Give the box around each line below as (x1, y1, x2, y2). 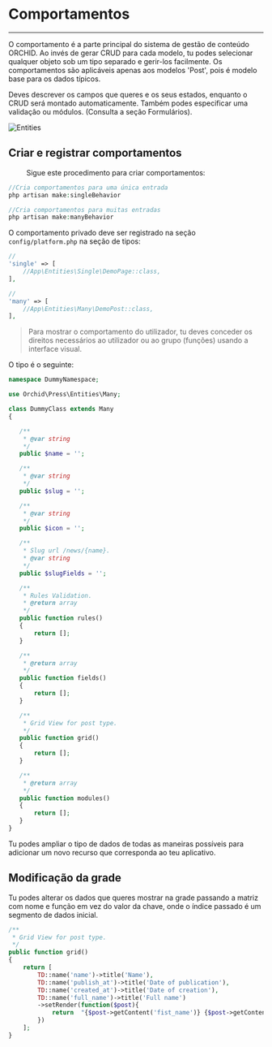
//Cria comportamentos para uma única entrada (8, 184, 168, 192)
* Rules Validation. (23, 591, 92, 599)
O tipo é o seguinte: (8, 360, 74, 370)
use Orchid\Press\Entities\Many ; (8, 391, 121, 399)
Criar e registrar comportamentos (8, 146, 182, 160)
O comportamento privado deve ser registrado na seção (8, 228, 196, 238)
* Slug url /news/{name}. (23, 547, 111, 555)
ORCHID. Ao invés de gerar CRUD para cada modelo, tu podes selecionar (8, 48, 253, 58)
